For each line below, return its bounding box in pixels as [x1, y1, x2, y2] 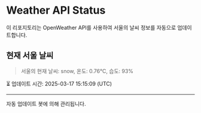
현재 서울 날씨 [6, 51, 54, 61]
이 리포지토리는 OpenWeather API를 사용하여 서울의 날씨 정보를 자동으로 [6, 24, 176, 31]
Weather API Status [6, 4, 106, 17]
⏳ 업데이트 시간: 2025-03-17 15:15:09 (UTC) [6, 80, 112, 87]
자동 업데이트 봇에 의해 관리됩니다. [6, 100, 86, 107]
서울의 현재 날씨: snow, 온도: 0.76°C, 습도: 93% [20, 67, 133, 74]
